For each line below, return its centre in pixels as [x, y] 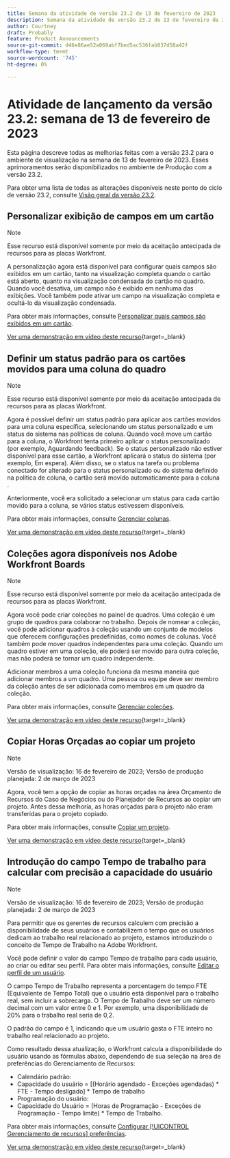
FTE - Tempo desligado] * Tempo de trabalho [81, 1091]
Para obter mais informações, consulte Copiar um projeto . [89, 827]
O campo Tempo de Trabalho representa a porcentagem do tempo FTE [107, 986]
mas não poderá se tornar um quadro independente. [81, 658]
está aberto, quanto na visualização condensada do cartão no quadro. [106, 281]
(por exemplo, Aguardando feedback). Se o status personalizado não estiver [115, 449]
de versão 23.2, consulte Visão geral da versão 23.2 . [81, 195]
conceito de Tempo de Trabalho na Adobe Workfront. [82, 945]
